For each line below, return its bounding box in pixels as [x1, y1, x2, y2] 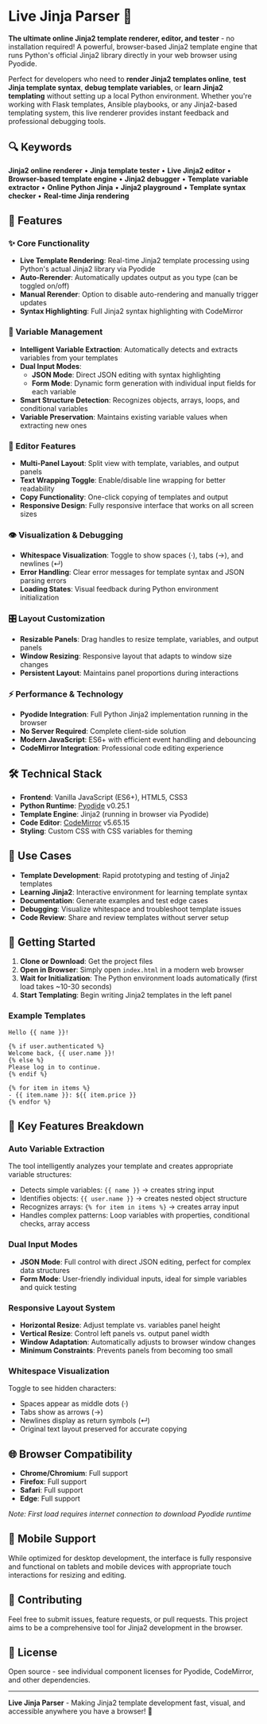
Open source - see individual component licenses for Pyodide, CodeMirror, [8, 1667, 254, 1676]
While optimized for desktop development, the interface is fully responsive [8, 1553, 252, 1563]
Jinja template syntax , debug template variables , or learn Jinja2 [8, 83, 224, 92]
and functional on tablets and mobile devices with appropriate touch [8, 1562, 232, 1571]
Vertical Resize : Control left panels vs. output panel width [19, 1328, 210, 1338]
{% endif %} [8, 1070, 48, 1078]
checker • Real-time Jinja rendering [8, 191, 130, 200]
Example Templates [8, 1010, 86, 1021]
